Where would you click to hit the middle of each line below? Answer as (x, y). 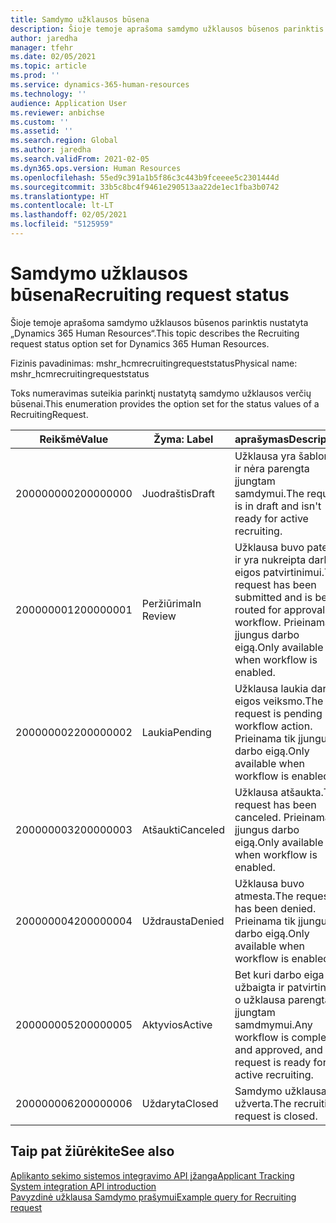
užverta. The (263, 1103)
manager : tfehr (42, 47)
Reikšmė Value (74, 439)
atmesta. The (264, 896)
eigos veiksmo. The (279, 701)
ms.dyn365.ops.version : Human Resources (96, 168)
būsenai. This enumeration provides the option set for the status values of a (165, 403)
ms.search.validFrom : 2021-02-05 (80, 159)
